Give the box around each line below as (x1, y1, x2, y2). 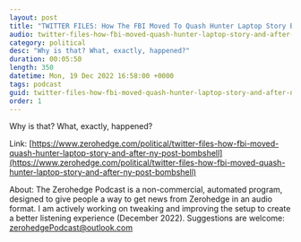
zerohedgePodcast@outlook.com (9, 222, 133, 233)
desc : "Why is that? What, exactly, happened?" (9, 47, 191, 56)
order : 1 (9, 96, 42, 106)
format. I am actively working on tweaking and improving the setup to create (9, 203, 291, 214)
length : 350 (9, 64, 54, 73)
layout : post (9, 13, 58, 22)
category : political (9, 38, 87, 48)
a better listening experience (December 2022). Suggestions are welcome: (9, 212, 285, 224)
